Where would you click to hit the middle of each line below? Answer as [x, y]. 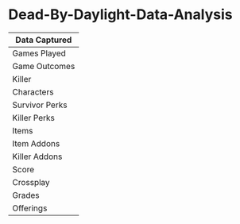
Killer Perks [34, 118]
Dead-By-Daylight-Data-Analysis [120, 15]
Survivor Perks [40, 105]
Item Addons [36, 143]
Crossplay [31, 182]
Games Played [39, 53]
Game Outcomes [44, 66]
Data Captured [44, 40]
